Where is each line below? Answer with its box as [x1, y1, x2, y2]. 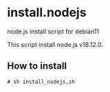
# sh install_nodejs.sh [7, 78, 76, 85]
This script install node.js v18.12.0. [7, 40, 103, 48]
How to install [7, 60, 67, 72]
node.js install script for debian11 [7, 27, 100, 35]
